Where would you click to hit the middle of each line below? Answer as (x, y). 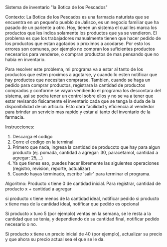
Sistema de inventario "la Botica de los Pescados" (57, 7)
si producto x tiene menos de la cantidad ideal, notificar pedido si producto (82, 198)
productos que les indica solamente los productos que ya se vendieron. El (81, 33)
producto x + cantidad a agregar (38, 189)
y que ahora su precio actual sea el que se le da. (55, 239)
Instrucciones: (20, 127)
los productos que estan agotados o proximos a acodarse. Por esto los (78, 44)
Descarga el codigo (32, 137)
